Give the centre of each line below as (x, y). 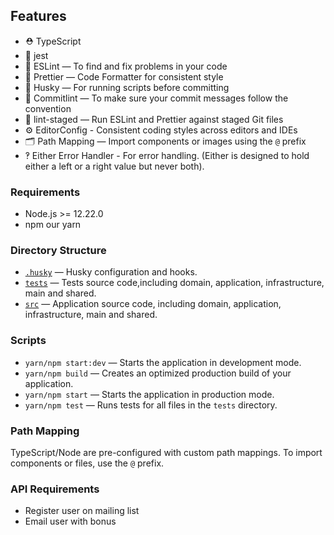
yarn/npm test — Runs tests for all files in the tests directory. (151, 405)
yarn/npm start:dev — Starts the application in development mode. (163, 362)
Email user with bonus (70, 521)
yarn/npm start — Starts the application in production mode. (149, 394)
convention (48, 108)
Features (38, 16)
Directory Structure (58, 251)
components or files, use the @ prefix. (87, 463)
